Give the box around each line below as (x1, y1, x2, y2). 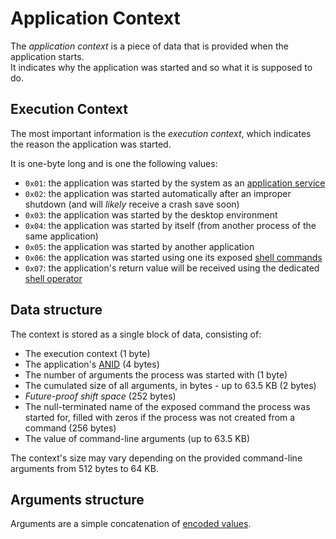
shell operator (24, 272, 83, 284)
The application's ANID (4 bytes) (24, 358, 160, 370)
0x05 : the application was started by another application (24, 240, 255, 252)
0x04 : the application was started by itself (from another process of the (24, 219, 317, 231)
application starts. (10, 50, 85, 62)
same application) (24, 230, 99, 242)
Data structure (10, 302, 103, 319)
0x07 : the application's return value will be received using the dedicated (24, 262, 320, 274)
